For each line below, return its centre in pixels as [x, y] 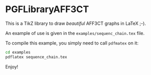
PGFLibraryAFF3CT [47, 9]
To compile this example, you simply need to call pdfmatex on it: [72, 43]
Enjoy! [12, 66]
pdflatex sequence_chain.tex [36, 57]
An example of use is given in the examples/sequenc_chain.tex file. [75, 33]
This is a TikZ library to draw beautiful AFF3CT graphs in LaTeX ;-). [76, 23]
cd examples [18, 52]
